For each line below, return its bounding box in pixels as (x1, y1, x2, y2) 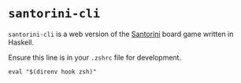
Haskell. (8, 38, 35, 47)
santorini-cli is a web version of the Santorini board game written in (8, 29, 234, 38)
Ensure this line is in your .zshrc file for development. (8, 52, 182, 62)
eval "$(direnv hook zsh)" (8, 67, 97, 76)
